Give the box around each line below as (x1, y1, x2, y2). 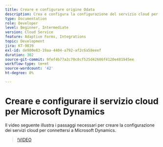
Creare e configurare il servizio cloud (5, 96, 159, 107)
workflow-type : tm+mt (5, 61, 49, 66)
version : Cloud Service (5, 30, 54, 35)
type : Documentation (5, 16, 47, 21)
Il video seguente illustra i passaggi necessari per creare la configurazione (5, 122, 155, 128)
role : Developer (5, 20, 38, 26)
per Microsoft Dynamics (5, 106, 105, 117)
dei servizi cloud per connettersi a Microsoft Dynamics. (5, 127, 116, 133)
